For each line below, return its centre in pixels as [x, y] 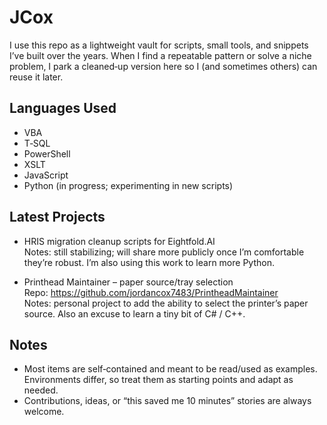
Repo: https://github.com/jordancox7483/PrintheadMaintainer [151, 292]
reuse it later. [36, 77]
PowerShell [47, 153]
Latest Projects [57, 217]
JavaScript [46, 175]
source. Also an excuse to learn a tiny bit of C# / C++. [134, 313]
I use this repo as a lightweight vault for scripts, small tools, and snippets [159, 45]
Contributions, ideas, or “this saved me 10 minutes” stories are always [167, 401]
